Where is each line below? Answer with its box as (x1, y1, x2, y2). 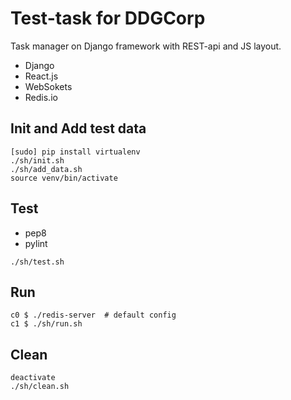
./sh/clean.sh (10, 382, 70, 392)
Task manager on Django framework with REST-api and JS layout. (10, 40, 282, 52)
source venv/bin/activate (10, 173, 118, 183)
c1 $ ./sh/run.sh (10, 319, 83, 329)
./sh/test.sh (10, 257, 65, 267)
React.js (24, 70, 59, 82)
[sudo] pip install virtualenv (10, 147, 141, 157)
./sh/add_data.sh (10, 164, 83, 174)
